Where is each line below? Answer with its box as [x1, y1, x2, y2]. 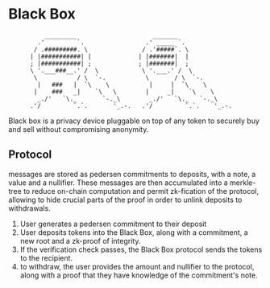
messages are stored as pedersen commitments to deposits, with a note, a [8, 169, 256, 179]
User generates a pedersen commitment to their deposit [19, 219, 207, 228]
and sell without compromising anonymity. [8, 124, 149, 134]
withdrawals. [8, 203, 51, 213]
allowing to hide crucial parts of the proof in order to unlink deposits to [8, 195, 243, 204]
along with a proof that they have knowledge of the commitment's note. [19, 270, 258, 280]
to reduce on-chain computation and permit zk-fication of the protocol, [23, 186, 260, 195]
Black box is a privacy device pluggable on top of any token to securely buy [8, 116, 260, 125]
